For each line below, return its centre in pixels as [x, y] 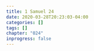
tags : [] [17, 28]
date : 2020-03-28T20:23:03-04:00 [47, 17]
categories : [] [25, 22]
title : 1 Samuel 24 [30, 11]
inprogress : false [29, 39]
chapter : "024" [25, 33]
